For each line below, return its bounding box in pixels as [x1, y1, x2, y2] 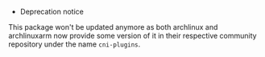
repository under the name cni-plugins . [8, 39, 141, 49]
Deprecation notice [19, 7, 85, 16]
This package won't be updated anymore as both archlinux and [8, 22, 218, 31]
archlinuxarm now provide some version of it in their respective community [8, 31, 257, 40]
